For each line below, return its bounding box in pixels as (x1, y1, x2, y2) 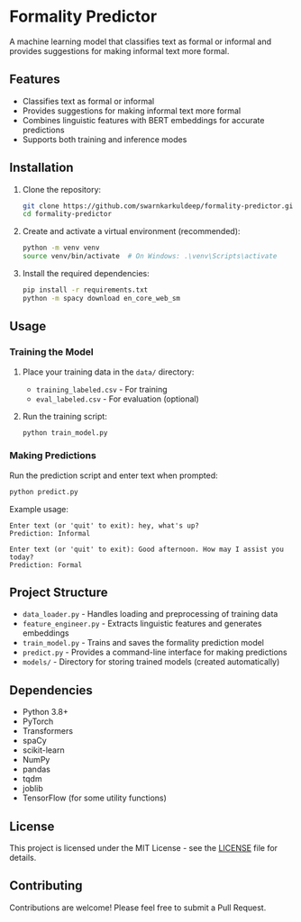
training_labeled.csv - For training (35, 384, 169, 394)
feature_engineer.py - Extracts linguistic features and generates (22, 619, 262, 629)
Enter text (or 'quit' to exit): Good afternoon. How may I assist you (9, 545, 284, 554)
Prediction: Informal (9, 529, 91, 538)
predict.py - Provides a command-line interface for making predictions (22, 646, 287, 658)
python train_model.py (22, 428, 108, 438)
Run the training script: (22, 411, 108, 421)
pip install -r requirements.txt (22, 285, 149, 294)
